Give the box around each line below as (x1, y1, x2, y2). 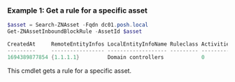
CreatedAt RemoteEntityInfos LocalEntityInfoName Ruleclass (7, 41, 199, 48)
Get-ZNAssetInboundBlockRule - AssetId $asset (7, 28, 142, 35)
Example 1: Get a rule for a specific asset (7, 6, 148, 15)
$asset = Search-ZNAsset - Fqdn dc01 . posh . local (7, 22, 149, 29)
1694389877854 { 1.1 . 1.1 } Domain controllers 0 (7, 53, 205, 61)
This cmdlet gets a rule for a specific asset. (7, 66, 131, 75)
